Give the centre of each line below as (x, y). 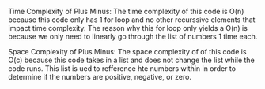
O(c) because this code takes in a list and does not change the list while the (131, 60)
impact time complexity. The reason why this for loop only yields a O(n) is (128, 28)
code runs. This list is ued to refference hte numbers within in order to (122, 69)
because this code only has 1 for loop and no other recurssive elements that (132, 20)
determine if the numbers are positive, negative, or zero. (100, 77)
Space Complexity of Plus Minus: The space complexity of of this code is (127, 52)
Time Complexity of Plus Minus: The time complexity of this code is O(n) (126, 11)
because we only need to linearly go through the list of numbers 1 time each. (133, 36)
